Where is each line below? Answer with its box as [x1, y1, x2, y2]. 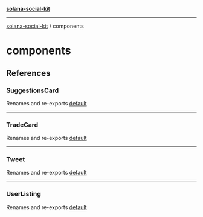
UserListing [6, 190, 41, 198]
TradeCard [6, 121, 39, 129]
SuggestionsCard [6, 86, 59, 95]
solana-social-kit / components [6, 22, 85, 30]
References [6, 68, 51, 78]
